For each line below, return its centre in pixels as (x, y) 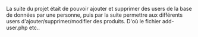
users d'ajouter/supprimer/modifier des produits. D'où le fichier (84, 21)
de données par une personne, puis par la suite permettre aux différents (95, 15)
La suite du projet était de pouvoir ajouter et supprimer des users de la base (99, 9)
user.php (17, 27)
